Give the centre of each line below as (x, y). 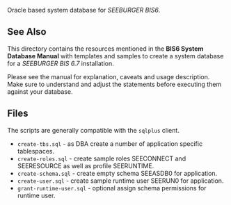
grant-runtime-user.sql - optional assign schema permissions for (112, 188)
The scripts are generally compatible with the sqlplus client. (93, 130)
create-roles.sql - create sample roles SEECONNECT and (102, 158)
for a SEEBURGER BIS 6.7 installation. (61, 63)
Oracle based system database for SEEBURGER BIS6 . (84, 10)
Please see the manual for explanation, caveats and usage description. (109, 76)
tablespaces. (35, 151)
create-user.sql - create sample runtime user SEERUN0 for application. (120, 181)
